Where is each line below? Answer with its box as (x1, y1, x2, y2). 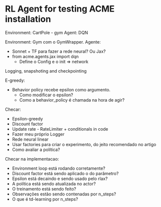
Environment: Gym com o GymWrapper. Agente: (5, 39, 101, 44)
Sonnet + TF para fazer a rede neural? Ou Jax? (12, 48, 106, 54)
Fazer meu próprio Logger (12, 131, 64, 137)
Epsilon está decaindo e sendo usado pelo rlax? (12, 176, 108, 181)
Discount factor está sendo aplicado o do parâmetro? (12, 170, 119, 176)
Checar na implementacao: (5, 156, 59, 162)
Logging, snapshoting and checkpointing (5, 68, 87, 74)
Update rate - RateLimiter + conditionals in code (12, 126, 108, 132)
